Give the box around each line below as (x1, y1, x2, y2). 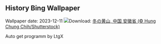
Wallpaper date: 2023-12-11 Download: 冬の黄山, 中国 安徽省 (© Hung (5, 17, 156, 24)
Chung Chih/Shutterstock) (5, 23, 60, 29)
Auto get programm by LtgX (5, 33, 63, 39)
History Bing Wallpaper (5, 4, 80, 12)
